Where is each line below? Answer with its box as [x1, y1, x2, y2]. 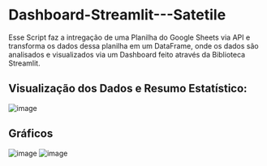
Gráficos [8, 127, 54, 141]
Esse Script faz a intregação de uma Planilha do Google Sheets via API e [8, 32, 251, 42]
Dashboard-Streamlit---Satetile [8, 6, 226, 24]
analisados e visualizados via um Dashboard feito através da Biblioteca [8, 49, 246, 59]
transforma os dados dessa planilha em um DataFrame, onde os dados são [8, 40, 259, 50]
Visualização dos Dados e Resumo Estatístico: [8, 82, 248, 96]
